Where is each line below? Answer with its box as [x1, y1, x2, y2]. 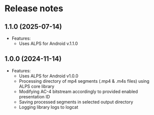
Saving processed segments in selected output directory [19, 99, 133, 105]
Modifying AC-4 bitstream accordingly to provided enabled [19, 89, 138, 94]
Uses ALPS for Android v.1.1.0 [19, 41, 78, 46]
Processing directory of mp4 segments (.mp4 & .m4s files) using [19, 78, 150, 84]
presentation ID [19, 93, 50, 99]
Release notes [4, 3, 64, 14]
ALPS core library [19, 83, 55, 89]
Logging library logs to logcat [19, 104, 79, 110]
